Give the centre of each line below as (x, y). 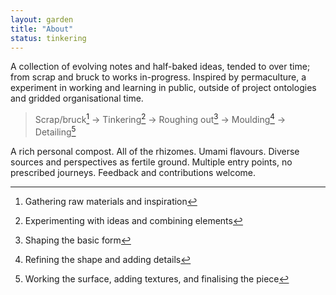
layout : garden (42, 19)
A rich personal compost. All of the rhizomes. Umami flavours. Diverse (155, 151)
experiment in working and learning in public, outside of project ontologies (163, 88)
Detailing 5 (55, 131)
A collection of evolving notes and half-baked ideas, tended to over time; (160, 67)
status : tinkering (48, 38)
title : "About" (42, 29)
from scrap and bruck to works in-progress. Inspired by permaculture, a (158, 77)
